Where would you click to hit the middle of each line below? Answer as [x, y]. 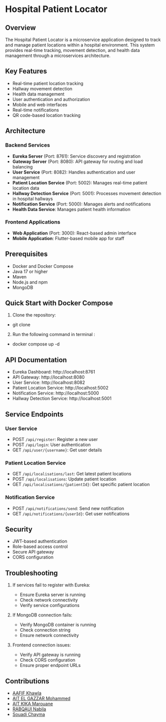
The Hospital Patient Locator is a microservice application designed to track [83, 39]
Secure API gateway [33, 552]
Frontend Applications [33, 222]
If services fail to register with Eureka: [51, 585]
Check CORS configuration [48, 660]
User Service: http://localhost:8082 [49, 382]
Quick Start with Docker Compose [59, 303]
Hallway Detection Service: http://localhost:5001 [62, 398]
